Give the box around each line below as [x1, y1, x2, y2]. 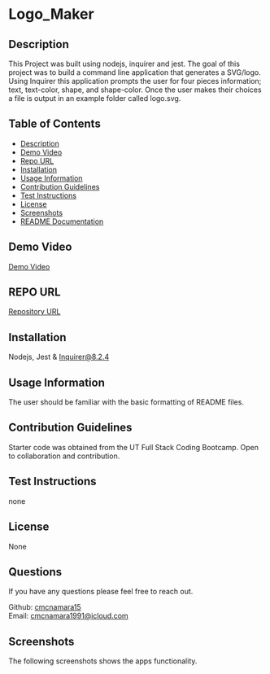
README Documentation [20, 217, 104, 226]
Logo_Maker [8, 5, 95, 24]
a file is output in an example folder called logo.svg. [8, 94, 181, 103]
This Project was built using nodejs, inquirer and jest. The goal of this [8, 59, 240, 68]
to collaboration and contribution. [8, 451, 120, 461]
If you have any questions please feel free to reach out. [8, 587, 194, 597]
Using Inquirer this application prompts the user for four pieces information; [8, 77, 262, 85]
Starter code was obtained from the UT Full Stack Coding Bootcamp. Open [8, 442, 259, 452]
